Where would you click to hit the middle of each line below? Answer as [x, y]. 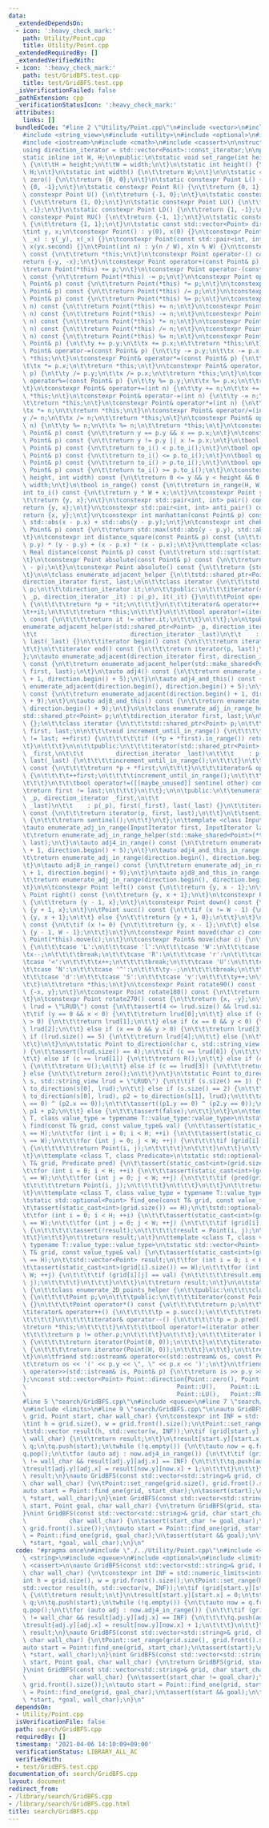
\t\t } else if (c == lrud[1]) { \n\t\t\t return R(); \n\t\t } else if [137, 1059]
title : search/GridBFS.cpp [53, 1811]
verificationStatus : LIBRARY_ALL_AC [76, 1752]
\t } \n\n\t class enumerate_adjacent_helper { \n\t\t [109, 575]
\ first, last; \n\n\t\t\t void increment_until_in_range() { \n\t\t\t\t [143, 731]
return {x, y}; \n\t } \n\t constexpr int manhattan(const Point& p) [134, 515]
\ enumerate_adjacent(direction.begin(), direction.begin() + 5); [136, 686]
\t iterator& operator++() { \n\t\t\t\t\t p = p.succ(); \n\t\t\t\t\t [136, 1312]
